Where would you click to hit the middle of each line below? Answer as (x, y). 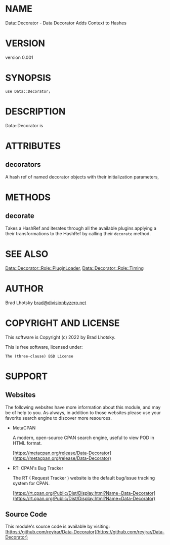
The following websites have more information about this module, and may (83, 407)
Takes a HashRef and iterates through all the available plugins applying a (81, 228)
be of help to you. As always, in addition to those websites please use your (83, 412)
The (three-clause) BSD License (39, 356)
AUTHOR (25, 288)
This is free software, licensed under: (44, 347)
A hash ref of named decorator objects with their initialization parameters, (82, 177)
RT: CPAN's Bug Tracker (38, 468)
